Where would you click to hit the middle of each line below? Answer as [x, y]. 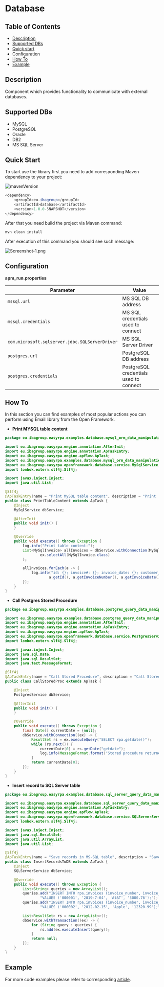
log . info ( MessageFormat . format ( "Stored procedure [91, 753]
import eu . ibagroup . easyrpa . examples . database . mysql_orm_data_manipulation [84, 460]
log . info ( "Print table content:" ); [59, 546]
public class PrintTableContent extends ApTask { [57, 501]
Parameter [62, 290]
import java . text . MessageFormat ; [39, 664]
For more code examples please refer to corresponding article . [68, 979]
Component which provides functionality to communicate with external [76, 92]
